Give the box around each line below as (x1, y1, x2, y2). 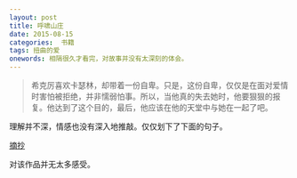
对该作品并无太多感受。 (9, 159, 95, 169)
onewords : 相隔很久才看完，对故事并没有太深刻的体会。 (9, 54, 189, 63)
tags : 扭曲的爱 (9, 46, 60, 55)
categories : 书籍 (9, 37, 75, 47)
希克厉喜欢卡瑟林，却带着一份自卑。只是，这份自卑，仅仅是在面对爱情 (30, 80, 289, 90)
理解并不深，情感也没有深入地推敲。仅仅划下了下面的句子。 (9, 121, 228, 132)
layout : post (9, 12, 58, 22)
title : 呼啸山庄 (9, 21, 64, 30)
